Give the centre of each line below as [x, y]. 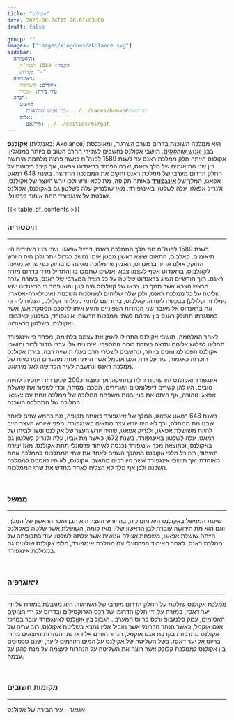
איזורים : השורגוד [38, 85]
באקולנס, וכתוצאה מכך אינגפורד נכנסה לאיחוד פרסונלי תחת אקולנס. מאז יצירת [110, 445]
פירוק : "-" [33, 72]
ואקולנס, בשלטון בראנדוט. [41, 323]
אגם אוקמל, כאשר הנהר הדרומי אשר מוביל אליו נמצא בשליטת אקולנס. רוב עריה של [115, 626]
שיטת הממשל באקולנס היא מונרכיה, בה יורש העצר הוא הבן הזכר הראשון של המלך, [115, 521]
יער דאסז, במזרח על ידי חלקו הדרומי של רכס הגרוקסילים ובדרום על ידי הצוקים [109, 611]
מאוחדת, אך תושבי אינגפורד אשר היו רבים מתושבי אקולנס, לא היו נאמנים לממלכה [114, 460]
